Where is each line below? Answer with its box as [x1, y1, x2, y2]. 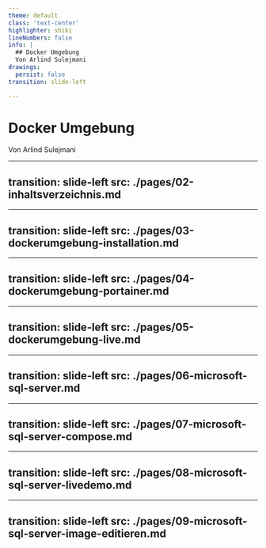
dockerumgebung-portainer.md [8, 284, 169, 298]
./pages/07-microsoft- [132, 417, 247, 431]
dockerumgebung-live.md [8, 333, 141, 347]
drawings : [8, 63, 41, 71]
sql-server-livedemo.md [8, 478, 132, 492]
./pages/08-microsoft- [132, 466, 248, 479]
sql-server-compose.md [8, 429, 133, 443]
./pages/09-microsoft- [132, 514, 248, 527]
